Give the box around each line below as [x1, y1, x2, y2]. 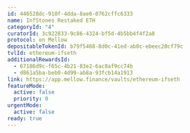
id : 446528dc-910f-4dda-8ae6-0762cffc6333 [7, 10, 133, 18]
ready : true [7, 115, 42, 122]
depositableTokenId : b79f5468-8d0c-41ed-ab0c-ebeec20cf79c [7, 43, 184, 50]
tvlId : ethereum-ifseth [7, 50, 77, 57]
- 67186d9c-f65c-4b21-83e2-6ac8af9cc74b [13, 63, 133, 70]
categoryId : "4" [7, 23, 55, 30]
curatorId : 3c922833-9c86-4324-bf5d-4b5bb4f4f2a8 [7, 30, 156, 37]
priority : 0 [13, 96, 49, 103]
